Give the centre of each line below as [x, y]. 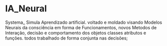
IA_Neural [26, 9]
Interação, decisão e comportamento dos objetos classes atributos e [76, 33]
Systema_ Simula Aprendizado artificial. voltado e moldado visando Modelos [84, 22]
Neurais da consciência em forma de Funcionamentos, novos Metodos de [81, 27]
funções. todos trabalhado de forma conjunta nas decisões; [67, 38]
